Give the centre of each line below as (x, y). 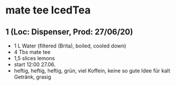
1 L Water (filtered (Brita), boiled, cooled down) (70, 46)
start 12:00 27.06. (35, 64)
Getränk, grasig (33, 77)
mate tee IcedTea (48, 10)
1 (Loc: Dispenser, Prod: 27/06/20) (69, 32)
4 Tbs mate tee (32, 52)
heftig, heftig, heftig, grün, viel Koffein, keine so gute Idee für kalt (92, 70)
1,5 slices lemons (34, 58)
